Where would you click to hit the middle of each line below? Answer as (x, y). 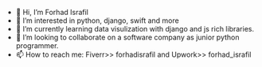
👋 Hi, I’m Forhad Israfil (52, 12)
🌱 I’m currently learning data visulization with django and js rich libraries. (135, 29)
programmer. (37, 46)
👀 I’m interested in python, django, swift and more (97, 20)
